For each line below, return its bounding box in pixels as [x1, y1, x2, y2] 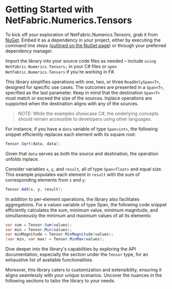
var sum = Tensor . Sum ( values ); [5, 222, 72, 227]
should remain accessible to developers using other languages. [17, 115, 152, 122]
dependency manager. [5, 48, 53, 54]
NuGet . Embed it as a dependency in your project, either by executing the [5, 37, 161, 43]
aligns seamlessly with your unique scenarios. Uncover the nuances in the [5, 272, 163, 278]
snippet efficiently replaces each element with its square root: [5, 131, 136, 137]
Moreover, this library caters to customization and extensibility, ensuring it [5, 267, 162, 273]
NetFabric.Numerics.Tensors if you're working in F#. [5, 68, 116, 75]
